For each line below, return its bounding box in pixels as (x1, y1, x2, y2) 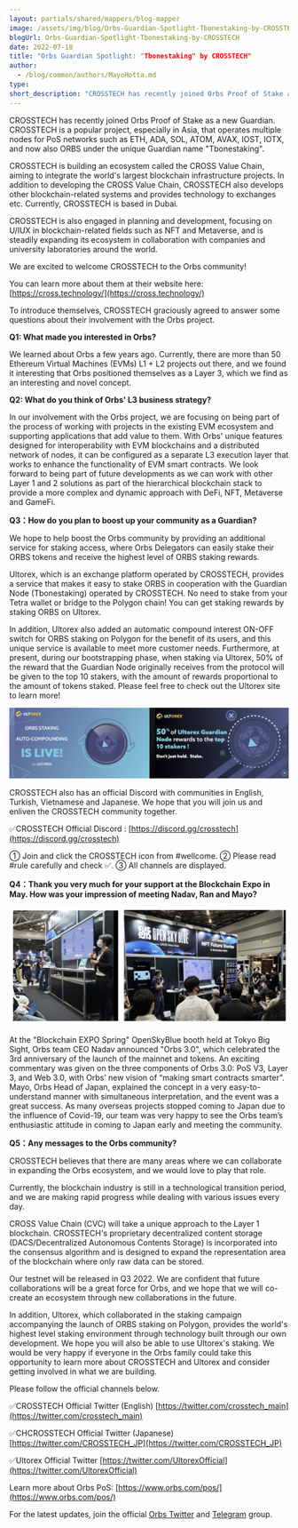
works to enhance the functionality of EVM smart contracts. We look (9, 459, 259, 469)
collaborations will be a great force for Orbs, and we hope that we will (9, 1283, 263, 1293)
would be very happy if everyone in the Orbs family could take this (9, 1347, 252, 1357)
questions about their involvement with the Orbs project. (9, 314, 216, 324)
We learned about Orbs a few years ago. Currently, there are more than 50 (9, 348, 281, 359)
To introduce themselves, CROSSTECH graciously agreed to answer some (9, 305, 281, 316)
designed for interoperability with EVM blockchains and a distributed (9, 440, 260, 451)
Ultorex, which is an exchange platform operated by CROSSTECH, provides (9, 569, 285, 580)
